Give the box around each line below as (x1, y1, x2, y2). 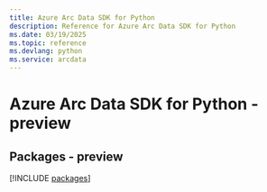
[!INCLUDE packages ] (9, 173, 91, 183)
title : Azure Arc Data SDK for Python (9, 13, 155, 23)
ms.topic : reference (9, 38, 87, 48)
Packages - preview (9, 149, 124, 164)
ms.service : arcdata (9, 55, 87, 64)
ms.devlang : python (9, 47, 83, 56)
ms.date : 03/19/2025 (9, 30, 87, 39)
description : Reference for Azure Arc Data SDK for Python (9, 22, 236, 31)
